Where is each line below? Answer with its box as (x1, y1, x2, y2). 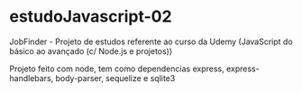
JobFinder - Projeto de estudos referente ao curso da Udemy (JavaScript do (9, 36, 293, 47)
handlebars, (9, 72, 54, 83)
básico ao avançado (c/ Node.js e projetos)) (9, 45, 173, 56)
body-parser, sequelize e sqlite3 (55, 72, 176, 83)
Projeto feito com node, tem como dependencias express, (9, 63, 224, 74)
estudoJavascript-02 (9, 6, 173, 27)
